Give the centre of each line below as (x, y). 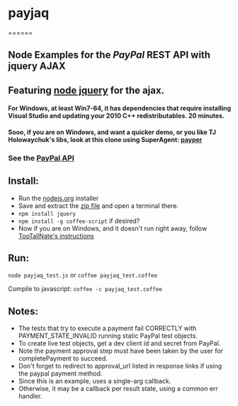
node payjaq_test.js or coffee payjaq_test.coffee (83, 275)
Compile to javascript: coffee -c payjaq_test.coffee (85, 289)
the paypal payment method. (60, 373)
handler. (30, 396)
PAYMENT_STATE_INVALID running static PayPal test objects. (108, 336)
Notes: (23, 311)
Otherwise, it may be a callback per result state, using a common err (118, 389)
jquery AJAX (37, 66)
